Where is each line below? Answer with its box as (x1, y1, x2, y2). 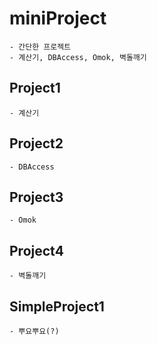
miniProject (9, 7, 107, 30)
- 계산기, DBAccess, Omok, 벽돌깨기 (9, 52, 147, 62)
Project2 (9, 135, 64, 152)
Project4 (9, 242, 64, 259)
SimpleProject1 (9, 298, 105, 315)
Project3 (9, 188, 64, 206)
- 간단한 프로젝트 (9, 42, 72, 52)
